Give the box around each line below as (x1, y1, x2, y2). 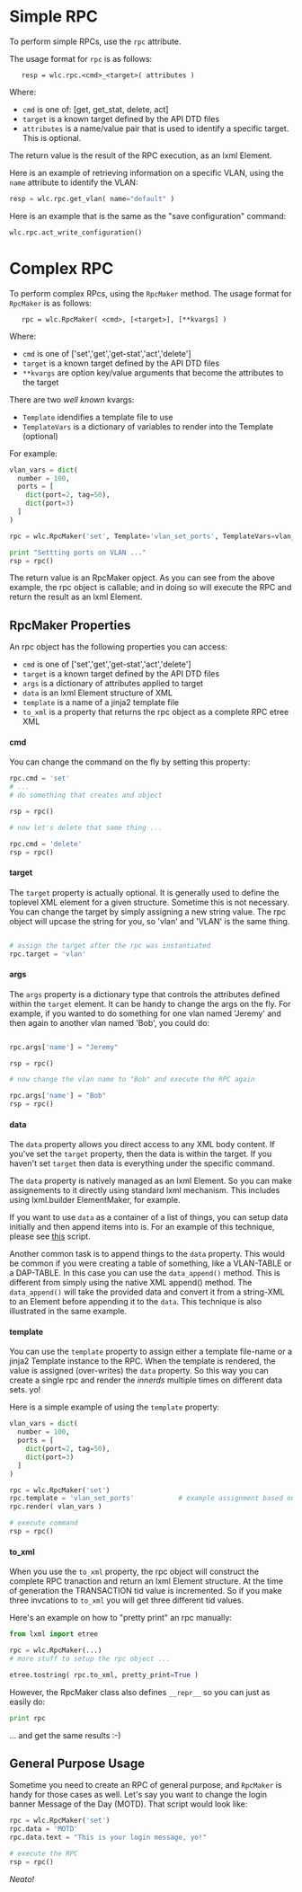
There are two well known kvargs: (9, 393, 135, 405)
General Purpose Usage (9, 1755, 146, 1771)
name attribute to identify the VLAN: (9, 177, 138, 188)
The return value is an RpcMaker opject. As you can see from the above (9, 572, 276, 583)
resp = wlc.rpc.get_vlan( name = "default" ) (9, 194, 175, 203)
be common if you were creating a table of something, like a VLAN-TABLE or (9, 1258, 292, 1269)
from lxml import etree (9, 1630, 99, 1639)
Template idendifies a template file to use (22, 411, 173, 422)
